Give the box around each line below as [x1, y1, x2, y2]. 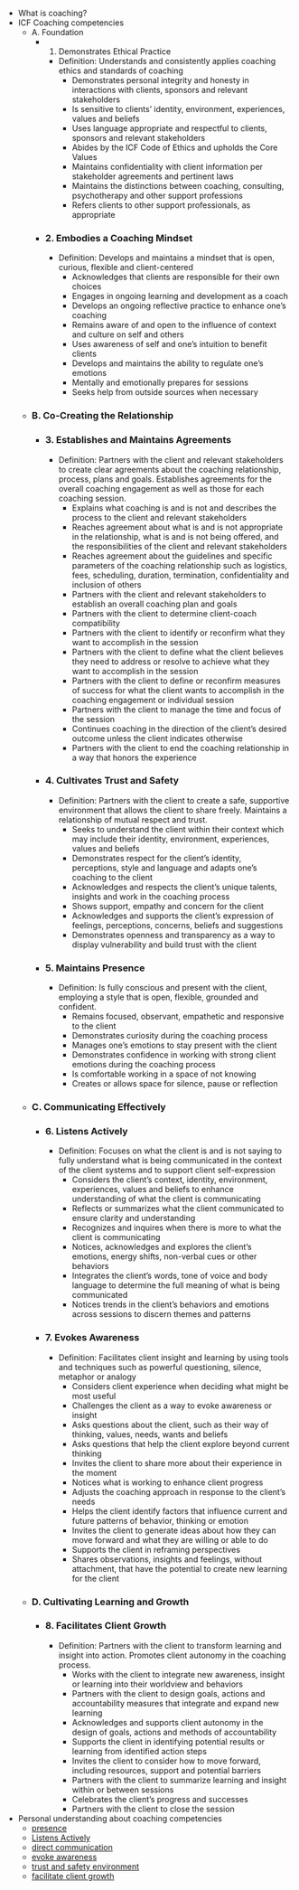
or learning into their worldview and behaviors [71, 1678, 244, 1689]
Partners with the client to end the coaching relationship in [71, 742, 290, 753]
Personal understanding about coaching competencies [17, 1812, 223, 1824]
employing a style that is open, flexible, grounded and [58, 992, 259, 1002]
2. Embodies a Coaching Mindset [44, 231, 193, 244]
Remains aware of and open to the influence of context [71, 320, 277, 331]
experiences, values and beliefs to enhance [71, 1184, 235, 1195]
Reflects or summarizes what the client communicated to [71, 1203, 285, 1214]
